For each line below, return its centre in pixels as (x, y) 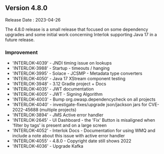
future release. (20, 40)
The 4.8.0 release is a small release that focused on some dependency (77, 29)
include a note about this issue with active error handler (68, 136)
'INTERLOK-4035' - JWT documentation (53, 89)
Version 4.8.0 (26, 8)
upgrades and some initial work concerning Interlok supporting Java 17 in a (81, 34)
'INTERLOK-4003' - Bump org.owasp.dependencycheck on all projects (84, 99)
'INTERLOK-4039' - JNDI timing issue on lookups (62, 63)
